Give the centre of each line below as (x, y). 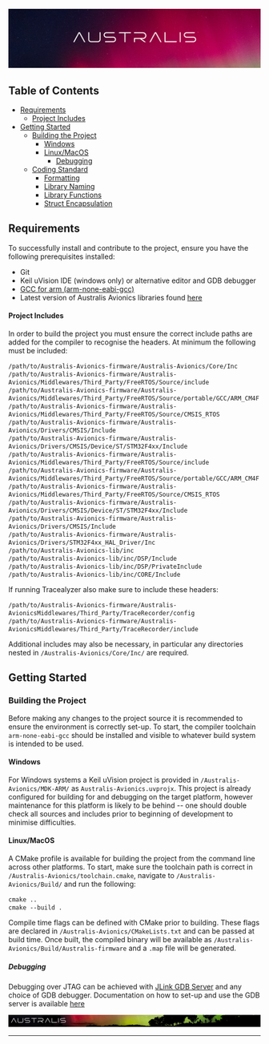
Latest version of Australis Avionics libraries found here (111, 297)
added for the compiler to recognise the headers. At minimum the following (132, 342)
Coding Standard (60, 169)
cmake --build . (35, 908)
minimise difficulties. (42, 822)
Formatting (62, 178)
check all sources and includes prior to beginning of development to (121, 813)
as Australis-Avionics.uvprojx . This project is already (161, 788)
